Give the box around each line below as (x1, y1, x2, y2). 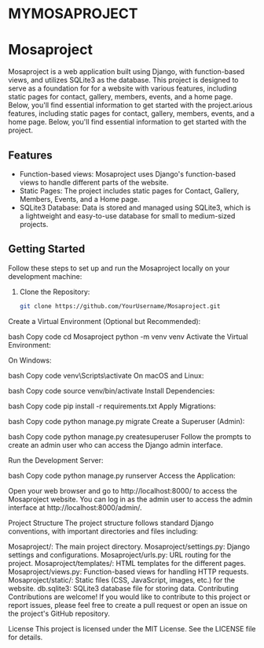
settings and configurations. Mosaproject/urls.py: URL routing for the (8, 549, 232, 560)
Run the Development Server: (8, 455, 104, 465)
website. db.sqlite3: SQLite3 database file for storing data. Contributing (8, 583, 239, 593)
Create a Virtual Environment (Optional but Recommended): (8, 316, 201, 326)
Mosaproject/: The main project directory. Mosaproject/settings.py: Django (8, 542, 250, 551)
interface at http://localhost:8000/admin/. (8, 502, 143, 512)
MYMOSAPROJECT (8, 5, 138, 23)
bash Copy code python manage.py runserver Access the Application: (8, 471, 236, 480)
